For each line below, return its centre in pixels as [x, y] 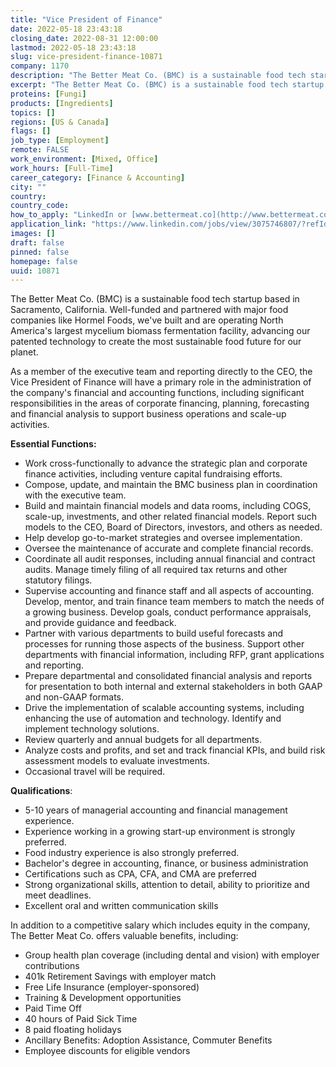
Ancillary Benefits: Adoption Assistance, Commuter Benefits [148, 1040]
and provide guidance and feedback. [100, 623]
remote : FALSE [40, 150]
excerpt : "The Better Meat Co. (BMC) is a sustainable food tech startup [167, 85]
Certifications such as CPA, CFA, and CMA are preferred [140, 874]
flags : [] [31, 131]
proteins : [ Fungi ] [48, 94]
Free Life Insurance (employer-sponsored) [112, 987]
